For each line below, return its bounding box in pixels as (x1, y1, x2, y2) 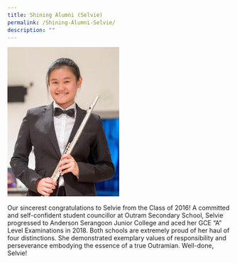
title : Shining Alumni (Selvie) (7, 11, 103, 18)
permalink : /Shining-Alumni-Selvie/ (7, 18, 116, 26)
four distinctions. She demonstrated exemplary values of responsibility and (7, 234, 227, 242)
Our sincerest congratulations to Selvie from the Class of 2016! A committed (7, 203, 230, 213)
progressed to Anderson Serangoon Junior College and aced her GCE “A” (7, 219, 222, 227)
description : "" (7, 26, 55, 33)
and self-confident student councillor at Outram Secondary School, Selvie (7, 211, 224, 220)
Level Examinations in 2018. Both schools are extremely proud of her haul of (7, 226, 230, 235)
